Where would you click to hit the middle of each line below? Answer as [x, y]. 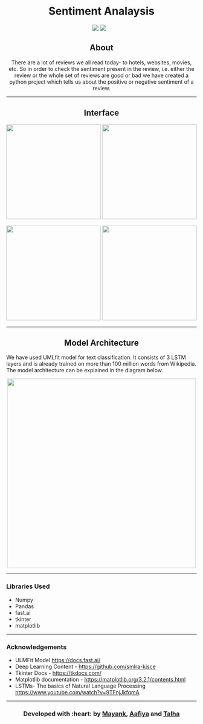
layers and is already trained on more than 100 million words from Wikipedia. [101, 364]
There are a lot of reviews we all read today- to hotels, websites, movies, [101, 62]
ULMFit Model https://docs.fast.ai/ [58, 660]
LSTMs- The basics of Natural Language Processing [80, 686]
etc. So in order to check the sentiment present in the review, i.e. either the [101, 69]
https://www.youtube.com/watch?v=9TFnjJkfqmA [77, 692]
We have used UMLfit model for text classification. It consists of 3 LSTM [96, 357]
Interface [101, 113]
